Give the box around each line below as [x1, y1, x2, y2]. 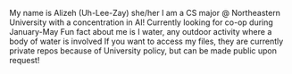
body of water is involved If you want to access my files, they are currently [9, 36, 284, 46]
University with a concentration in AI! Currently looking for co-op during [9, 17, 274, 28]
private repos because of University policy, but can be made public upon [9, 45, 278, 56]
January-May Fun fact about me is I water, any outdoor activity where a [9, 27, 272, 37]
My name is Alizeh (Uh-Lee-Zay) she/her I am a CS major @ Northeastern [9, 8, 281, 18]
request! [9, 55, 40, 65]
